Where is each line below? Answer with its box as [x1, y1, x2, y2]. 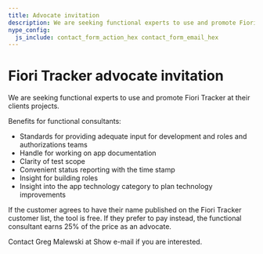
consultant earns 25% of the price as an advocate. [8, 222, 172, 231]
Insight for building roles [19, 173, 99, 183]
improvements [19, 190, 67, 200]
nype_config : [8, 26, 51, 34]
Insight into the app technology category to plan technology [19, 182, 213, 191]
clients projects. [8, 101, 60, 111]
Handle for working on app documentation [19, 148, 157, 158]
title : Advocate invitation [8, 11, 100, 20]
